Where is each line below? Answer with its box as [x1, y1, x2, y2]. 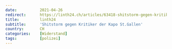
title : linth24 [5, 17, 56, 22]
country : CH [5, 27, 45, 32]
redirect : [5, 12, 27, 17]
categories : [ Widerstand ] [5, 31, 68, 36]
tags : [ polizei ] [5, 36, 60, 41]
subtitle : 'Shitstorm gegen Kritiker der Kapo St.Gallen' [5, 21, 143, 27]
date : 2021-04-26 [5, 7, 63, 13]
